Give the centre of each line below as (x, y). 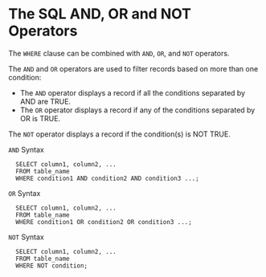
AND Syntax (26, 149)
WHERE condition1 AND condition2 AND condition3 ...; (107, 178)
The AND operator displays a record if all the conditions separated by (133, 92)
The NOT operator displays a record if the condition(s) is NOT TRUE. (119, 134)
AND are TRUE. (45, 101)
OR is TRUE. (40, 118)
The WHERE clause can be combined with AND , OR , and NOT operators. (119, 53)
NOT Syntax (26, 237)
